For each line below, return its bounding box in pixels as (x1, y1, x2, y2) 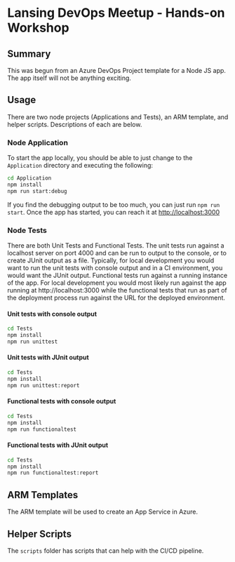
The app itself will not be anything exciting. (7, 74, 132, 82)
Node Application (7, 138, 69, 147)
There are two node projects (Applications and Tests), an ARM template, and (7, 112, 229, 121)
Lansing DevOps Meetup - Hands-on (7, 5, 226, 21)
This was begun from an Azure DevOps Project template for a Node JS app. (7, 67, 227, 74)
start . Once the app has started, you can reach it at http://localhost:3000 (7, 208, 220, 216)
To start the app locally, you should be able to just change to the (7, 154, 193, 162)
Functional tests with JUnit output (7, 441, 109, 450)
